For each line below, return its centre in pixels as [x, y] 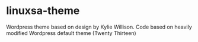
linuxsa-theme [43, 11]
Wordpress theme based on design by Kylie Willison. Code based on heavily [99, 27]
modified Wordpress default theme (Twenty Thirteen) [71, 33]
